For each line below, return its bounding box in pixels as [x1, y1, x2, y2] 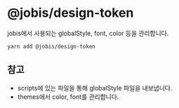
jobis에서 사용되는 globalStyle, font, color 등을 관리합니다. [7, 29, 169, 37]
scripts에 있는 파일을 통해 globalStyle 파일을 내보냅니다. [17, 83, 173, 92]
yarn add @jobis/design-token [7, 43, 96, 50]
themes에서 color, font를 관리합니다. [17, 93, 119, 101]
